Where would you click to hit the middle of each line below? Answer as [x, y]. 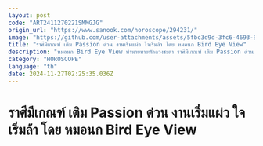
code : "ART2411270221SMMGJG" [56, 23]
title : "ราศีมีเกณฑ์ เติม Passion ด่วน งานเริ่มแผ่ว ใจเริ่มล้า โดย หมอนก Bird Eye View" [127, 45]
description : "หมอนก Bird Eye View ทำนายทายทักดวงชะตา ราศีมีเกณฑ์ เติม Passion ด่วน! [133, 52]
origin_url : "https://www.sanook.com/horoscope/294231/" [103, 30]
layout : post [29, 15]
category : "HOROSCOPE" [45, 60]
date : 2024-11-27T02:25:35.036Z [61, 74]
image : [19, 37]
